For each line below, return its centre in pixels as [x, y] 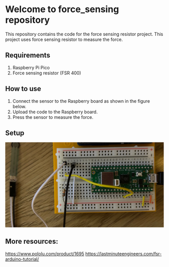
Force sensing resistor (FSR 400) [47, 73]
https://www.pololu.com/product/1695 [45, 253]
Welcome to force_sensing [62, 9]
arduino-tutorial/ [22, 259]
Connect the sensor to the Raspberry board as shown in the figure [81, 101]
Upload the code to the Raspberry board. [55, 112]
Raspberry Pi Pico [31, 67]
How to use [23, 89]
